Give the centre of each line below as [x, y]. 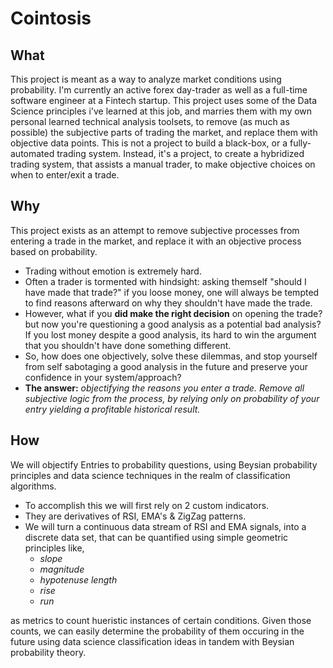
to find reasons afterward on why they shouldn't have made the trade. [168, 303]
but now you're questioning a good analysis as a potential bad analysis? [173, 324]
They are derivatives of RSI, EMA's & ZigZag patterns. [135, 516]
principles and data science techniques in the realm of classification [150, 475]
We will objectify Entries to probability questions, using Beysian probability [164, 464]
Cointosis [51, 18]
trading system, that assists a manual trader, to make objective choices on [163, 164]
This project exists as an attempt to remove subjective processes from [155, 230]
